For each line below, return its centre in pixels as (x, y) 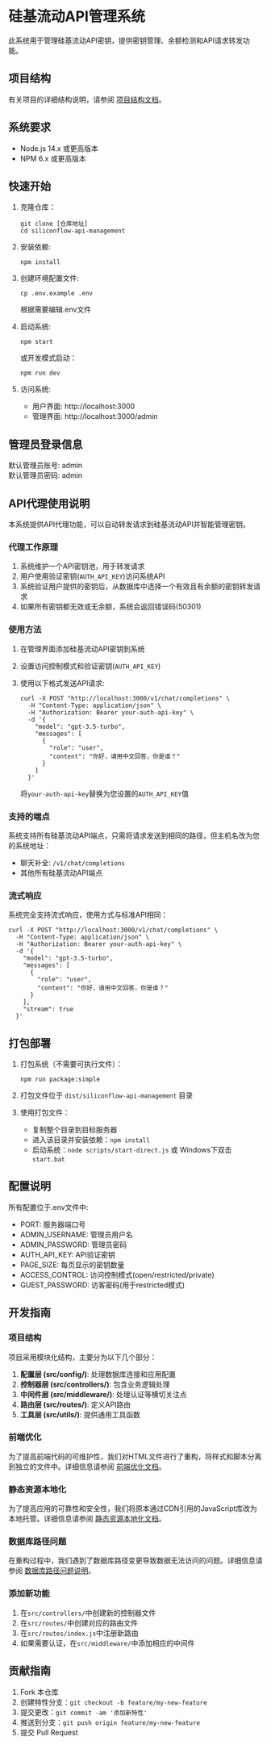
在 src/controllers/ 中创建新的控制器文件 (88, 1613)
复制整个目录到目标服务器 (75, 1130)
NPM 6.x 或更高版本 (53, 158)
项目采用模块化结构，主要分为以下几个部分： (83, 1357)
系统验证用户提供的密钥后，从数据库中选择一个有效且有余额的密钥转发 (137, 587)
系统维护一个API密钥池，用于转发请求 (82, 567)
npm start (37, 342)
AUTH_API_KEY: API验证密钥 (67, 1254)
